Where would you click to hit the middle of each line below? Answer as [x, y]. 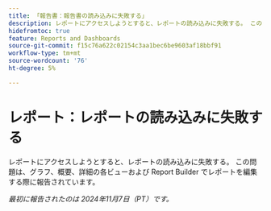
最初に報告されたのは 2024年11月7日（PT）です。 [91, 199]
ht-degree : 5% [32, 68]
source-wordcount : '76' [48, 61]
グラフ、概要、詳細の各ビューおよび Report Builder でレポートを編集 [144, 172]
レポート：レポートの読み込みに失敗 [129, 117]
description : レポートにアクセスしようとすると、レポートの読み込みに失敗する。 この [135, 23]
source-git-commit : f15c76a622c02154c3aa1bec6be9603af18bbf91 [115, 46]
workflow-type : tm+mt [45, 53]
